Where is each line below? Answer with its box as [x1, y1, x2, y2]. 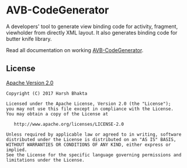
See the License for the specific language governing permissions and [6, 152, 182, 158]
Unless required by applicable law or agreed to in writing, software [6, 131, 182, 138]
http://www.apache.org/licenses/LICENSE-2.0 [13, 121, 124, 127]
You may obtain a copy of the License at [6, 111, 109, 117]
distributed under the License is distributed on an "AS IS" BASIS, [6, 136, 176, 142]
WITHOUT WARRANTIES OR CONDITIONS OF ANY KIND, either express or [6, 142, 171, 148]
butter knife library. [6, 35, 52, 42]
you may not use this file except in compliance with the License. [6, 106, 174, 112]
